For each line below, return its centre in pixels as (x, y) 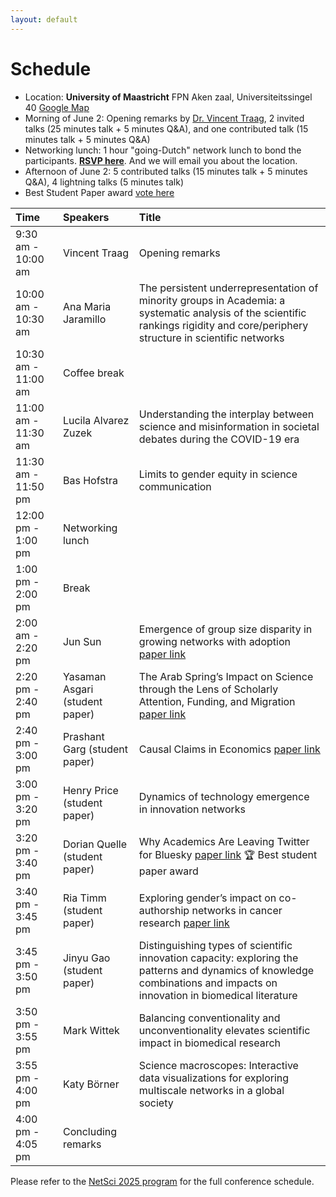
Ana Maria (87, 306)
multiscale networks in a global (211, 1090)
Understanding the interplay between (226, 414)
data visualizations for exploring (214, 1078)
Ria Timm (84, 898)
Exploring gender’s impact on (207, 898)
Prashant (83, 736)
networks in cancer (237, 910)
